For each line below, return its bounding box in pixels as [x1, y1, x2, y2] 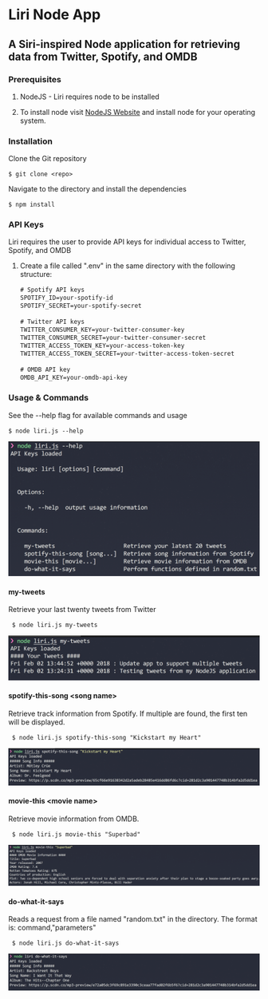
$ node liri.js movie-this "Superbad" [11, 830, 141, 839]
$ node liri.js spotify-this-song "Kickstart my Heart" [11, 733, 202, 741]
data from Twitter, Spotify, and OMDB [8, 49, 198, 63]
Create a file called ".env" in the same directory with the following [19, 261, 235, 270]
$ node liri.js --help [8, 427, 84, 435]
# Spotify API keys [19, 286, 85, 294]
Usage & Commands [8, 393, 89, 404]
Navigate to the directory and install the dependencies [8, 184, 187, 194]
